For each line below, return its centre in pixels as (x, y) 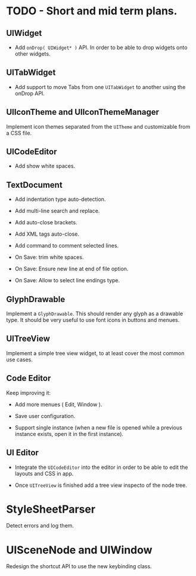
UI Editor (22, 453)
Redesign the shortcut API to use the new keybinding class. (79, 566)
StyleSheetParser (51, 509)
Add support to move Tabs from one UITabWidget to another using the (100, 87)
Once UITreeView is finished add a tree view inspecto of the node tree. (101, 485)
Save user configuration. (45, 416)
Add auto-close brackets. (46, 223)
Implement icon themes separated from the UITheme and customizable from (98, 126)
